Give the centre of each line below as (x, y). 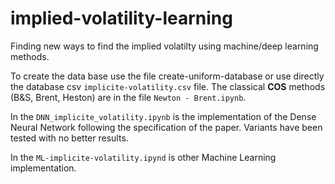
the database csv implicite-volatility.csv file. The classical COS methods (168, 86)
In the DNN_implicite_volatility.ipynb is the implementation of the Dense (163, 116)
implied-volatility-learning (121, 18)
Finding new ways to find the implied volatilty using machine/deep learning (164, 46)
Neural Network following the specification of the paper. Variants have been (166, 127)
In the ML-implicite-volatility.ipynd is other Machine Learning (143, 157)
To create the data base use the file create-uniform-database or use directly (167, 76)
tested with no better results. (69, 138)
